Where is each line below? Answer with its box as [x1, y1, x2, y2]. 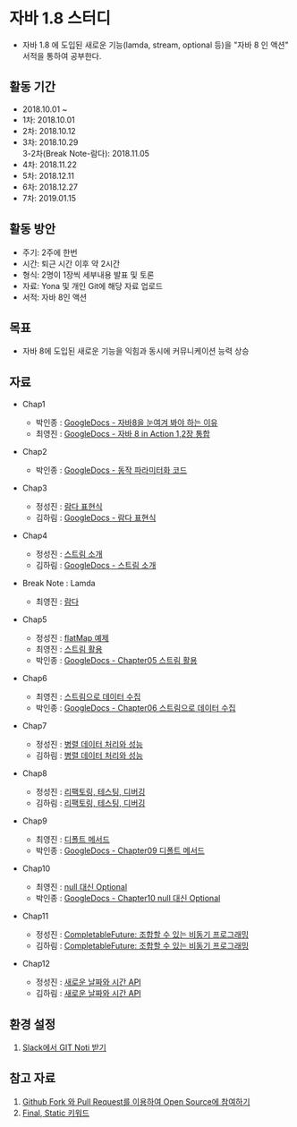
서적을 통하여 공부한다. [21, 50, 102, 61]
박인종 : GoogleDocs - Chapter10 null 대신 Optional [35, 892, 221, 904]
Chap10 [21, 863, 51, 874]
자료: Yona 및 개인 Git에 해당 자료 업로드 [21, 280, 164, 291]
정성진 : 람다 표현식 [35, 501, 103, 512]
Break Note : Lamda [21, 578, 96, 589]
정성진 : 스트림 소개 [35, 549, 103, 559]
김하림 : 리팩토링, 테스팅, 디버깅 [35, 798, 146, 808]
